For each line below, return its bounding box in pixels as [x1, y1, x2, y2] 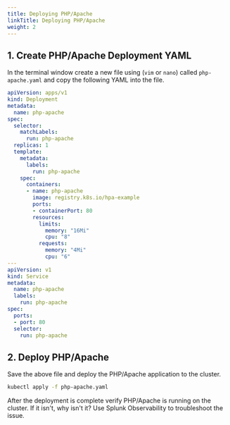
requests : [38, 240, 68, 247]
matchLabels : [20, 128, 58, 136]
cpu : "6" [44, 253, 71, 261]
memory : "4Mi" [44, 247, 87, 254]
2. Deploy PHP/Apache [7, 351, 110, 363]
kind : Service [7, 273, 49, 280]
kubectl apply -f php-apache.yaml [7, 383, 109, 391]
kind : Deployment [7, 96, 58, 103]
